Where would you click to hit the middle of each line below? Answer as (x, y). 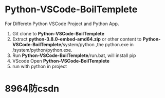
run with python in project (40, 66)
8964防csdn (32, 89)
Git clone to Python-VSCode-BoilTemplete (58, 33)
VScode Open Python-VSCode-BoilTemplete (61, 61)
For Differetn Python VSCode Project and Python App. (62, 24)
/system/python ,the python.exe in (97, 44)
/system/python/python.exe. (42, 50)
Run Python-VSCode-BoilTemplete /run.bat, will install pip (74, 55)
